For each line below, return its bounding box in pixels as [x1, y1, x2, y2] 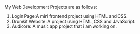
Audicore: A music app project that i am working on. [11, 23, 117, 29]
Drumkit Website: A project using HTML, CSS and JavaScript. [11, 19, 136, 24]
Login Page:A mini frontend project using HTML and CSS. [11, 13, 128, 19]
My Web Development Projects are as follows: [4, 4, 97, 10]
